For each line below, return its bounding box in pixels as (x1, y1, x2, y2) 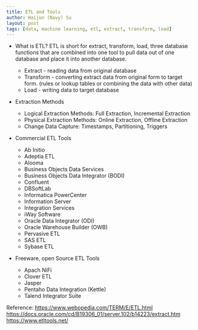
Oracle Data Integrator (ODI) (24, 217, 95, 224)
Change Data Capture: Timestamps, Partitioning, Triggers (24, 123, 168, 130)
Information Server (24, 198, 71, 205)
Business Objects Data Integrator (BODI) (24, 172, 125, 180)
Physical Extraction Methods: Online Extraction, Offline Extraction (24, 116, 188, 124)
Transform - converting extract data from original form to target (24, 73, 183, 81)
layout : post (6, 20, 39, 26)
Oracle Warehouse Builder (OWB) (24, 224, 108, 231)
